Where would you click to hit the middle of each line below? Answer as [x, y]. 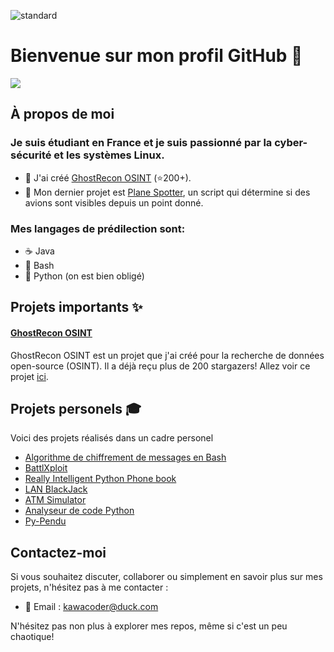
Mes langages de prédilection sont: [98, 228]
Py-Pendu [45, 521]
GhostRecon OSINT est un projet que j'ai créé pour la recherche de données [167, 355]
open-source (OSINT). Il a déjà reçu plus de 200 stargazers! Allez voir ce [160, 366]
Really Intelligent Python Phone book [100, 479]
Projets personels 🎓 [76, 408]
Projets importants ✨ [76, 307]
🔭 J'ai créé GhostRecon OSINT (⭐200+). [108, 177]
